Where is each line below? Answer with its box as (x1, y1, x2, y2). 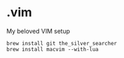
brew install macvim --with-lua (6, 46, 99, 53)
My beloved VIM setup (6, 27, 71, 35)
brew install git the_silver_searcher (6, 40, 117, 47)
